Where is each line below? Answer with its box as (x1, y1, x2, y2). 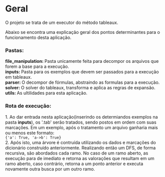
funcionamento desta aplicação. (5, 34, 71, 40)
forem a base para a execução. (5, 63, 69, 70)
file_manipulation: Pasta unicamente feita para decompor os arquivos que (5, 58, 159, 64)
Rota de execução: (5, 103, 51, 110)
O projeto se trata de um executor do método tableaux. (5, 19, 118, 25)
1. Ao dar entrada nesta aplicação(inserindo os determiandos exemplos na (5, 114, 158, 120)
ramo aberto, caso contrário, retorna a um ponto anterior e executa (5, 161, 143, 167)
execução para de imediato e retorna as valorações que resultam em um (5, 155, 155, 161)
